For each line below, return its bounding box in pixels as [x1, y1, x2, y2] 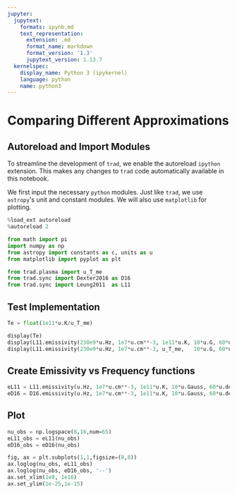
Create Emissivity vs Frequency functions [7, 364, 195, 377]
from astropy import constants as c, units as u [7, 249, 153, 256]
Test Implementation [7, 301, 100, 313]
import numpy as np [7, 242, 65, 249]
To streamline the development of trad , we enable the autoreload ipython [7, 159, 221, 168]
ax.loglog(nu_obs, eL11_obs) [7, 461, 93, 468]
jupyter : [7, 10, 33, 18]
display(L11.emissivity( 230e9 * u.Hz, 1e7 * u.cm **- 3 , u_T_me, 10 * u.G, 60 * [7, 345, 229, 352]
